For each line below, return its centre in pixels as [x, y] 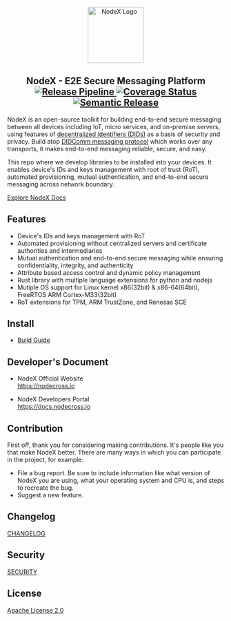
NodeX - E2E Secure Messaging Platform [116, 81]
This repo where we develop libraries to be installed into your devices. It [109, 162]
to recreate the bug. [45, 488]
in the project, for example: [46, 460]
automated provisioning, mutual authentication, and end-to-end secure [108, 177]
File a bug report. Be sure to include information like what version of [113, 473]
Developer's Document [58, 362]
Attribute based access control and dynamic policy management [109, 272]
